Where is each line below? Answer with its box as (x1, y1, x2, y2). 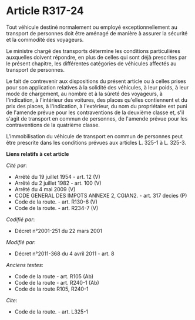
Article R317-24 (6, 4, 84, 18)
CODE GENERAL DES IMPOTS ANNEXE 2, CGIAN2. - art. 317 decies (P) (14, 192, 187, 199)
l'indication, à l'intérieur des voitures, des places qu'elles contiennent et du (6, 96, 188, 104)
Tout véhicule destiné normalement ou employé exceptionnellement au (6, 24, 177, 31)
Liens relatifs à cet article (6, 150, 69, 157)
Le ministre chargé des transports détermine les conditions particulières (6, 47, 181, 54)
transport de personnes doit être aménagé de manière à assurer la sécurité (6, 29, 188, 36)
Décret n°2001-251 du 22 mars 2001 (14, 227, 103, 234)
